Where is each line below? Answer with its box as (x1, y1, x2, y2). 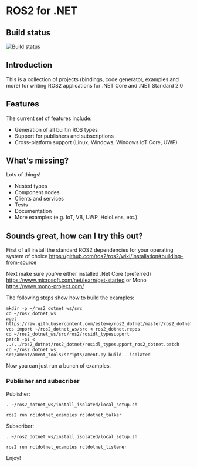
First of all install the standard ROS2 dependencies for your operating (6, 246, 174, 253)
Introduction (6, 60, 53, 70)
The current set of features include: (6, 115, 92, 122)
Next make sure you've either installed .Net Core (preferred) (6, 271, 151, 278)
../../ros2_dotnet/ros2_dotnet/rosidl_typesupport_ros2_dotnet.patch (6, 342, 180, 348)
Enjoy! (6, 454, 22, 461)
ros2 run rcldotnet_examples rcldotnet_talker (6, 412, 122, 418)
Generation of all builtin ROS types (14, 126, 98, 133)
